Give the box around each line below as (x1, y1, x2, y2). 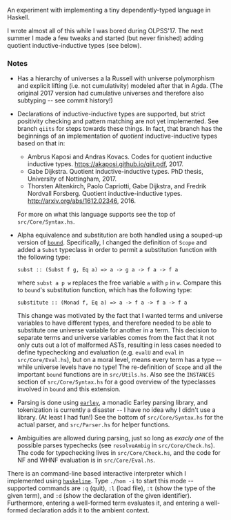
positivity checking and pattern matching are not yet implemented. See (17, 117, 219, 125)
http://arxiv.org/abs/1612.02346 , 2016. (27, 197, 137, 205)
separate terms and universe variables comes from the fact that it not (17, 334, 214, 342)
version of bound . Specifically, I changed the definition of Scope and (17, 238, 208, 246)
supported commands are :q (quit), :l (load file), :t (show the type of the (7, 484, 216, 492)
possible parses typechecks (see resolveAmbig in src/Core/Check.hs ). (17, 441, 215, 449)
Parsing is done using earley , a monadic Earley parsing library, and (17, 398, 208, 407)
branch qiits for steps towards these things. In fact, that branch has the (17, 125, 223, 133)
